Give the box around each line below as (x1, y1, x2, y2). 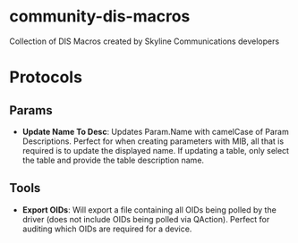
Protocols (9, 67, 83, 88)
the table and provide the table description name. (21, 155, 204, 165)
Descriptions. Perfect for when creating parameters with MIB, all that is (21, 136, 285, 147)
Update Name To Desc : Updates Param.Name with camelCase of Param (21, 126, 289, 137)
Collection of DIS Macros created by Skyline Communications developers (9, 36, 280, 46)
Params (9, 103, 53, 118)
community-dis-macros (9, 6, 191, 27)
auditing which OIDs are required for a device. (21, 223, 192, 234)
